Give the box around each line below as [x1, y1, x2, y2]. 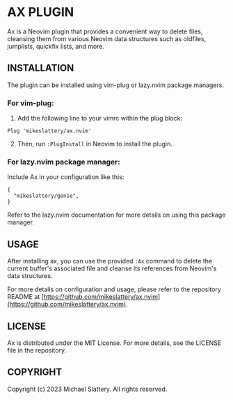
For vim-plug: [7, 98, 54, 108]
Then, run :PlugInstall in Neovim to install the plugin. [17, 140, 172, 148]
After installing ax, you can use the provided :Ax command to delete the [7, 257, 213, 266]
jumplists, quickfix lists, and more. [7, 42, 105, 50]
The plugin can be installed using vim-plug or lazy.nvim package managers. [7, 81, 225, 89]
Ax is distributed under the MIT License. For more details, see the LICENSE [7, 339, 222, 347]
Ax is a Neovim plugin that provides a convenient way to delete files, [7, 27, 203, 36]
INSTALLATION [7, 62, 74, 74]
